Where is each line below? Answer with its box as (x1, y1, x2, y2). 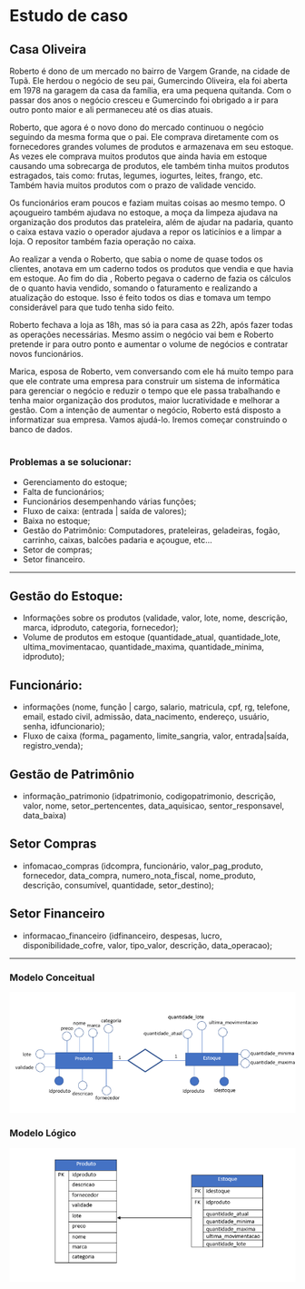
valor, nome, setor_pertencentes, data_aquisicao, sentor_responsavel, (22, 800, 285, 811)
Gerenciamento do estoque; (22, 476, 128, 487)
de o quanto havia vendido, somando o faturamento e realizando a (9, 283, 259, 293)
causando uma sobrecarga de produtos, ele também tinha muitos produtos (9, 161, 290, 171)
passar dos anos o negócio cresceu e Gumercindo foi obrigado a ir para (9, 94, 279, 105)
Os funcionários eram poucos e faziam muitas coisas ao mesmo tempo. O (9, 197, 286, 208)
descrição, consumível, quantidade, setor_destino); (22, 879, 215, 890)
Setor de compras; (22, 544, 93, 555)
